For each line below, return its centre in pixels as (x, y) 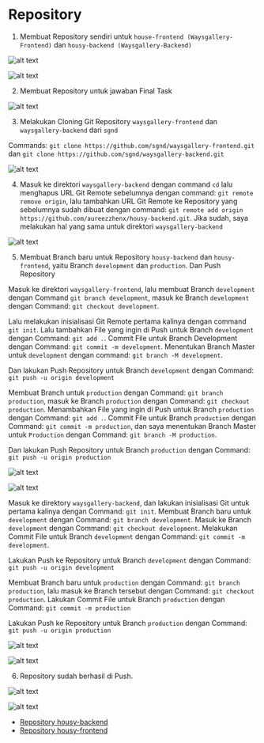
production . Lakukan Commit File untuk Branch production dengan (117, 599)
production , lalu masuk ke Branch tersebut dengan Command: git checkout (132, 590)
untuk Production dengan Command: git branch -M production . (113, 434)
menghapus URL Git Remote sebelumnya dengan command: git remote (136, 192)
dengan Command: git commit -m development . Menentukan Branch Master (132, 347)
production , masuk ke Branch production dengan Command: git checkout (129, 400)
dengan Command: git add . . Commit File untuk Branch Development (123, 338)
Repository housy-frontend (64, 730)
